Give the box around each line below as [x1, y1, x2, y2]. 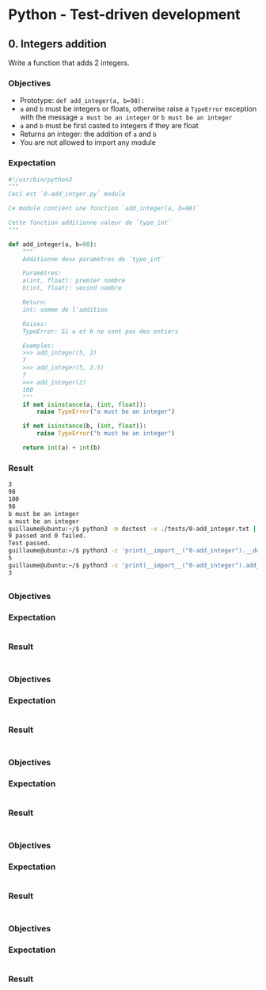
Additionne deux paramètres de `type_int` [22, 255, 165, 263]
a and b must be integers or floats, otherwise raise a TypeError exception [19, 104, 257, 114]
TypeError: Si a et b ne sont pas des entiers [22, 327, 179, 336]
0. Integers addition [8, 37, 107, 51]
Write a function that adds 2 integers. [8, 58, 130, 67]
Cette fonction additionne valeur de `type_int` [8, 219, 172, 227]
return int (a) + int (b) [22, 444, 101, 452]
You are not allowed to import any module [19, 138, 156, 147]
